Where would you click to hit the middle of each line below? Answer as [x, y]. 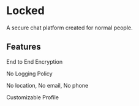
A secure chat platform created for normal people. [69, 28]
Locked [25, 11]
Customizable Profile [33, 97]
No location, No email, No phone [47, 85]
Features [24, 47]
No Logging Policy [30, 74]
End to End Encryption [35, 61]
